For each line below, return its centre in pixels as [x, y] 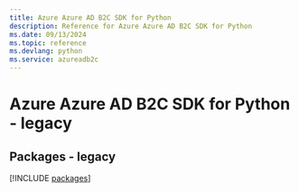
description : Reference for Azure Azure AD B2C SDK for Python [131, 26]
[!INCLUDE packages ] [50, 178]
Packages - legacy [62, 156]
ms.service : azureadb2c [54, 59]
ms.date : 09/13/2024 [48, 34]
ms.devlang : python [46, 51]
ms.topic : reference [48, 43]
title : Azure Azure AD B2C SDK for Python [90, 18]
